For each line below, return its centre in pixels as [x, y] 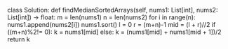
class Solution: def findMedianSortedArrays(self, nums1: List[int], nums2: [113, 10]
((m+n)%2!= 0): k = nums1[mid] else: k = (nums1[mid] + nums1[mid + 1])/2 [114, 32]
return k [19, 39]
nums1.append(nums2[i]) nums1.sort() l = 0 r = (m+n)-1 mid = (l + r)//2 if [112, 24]
